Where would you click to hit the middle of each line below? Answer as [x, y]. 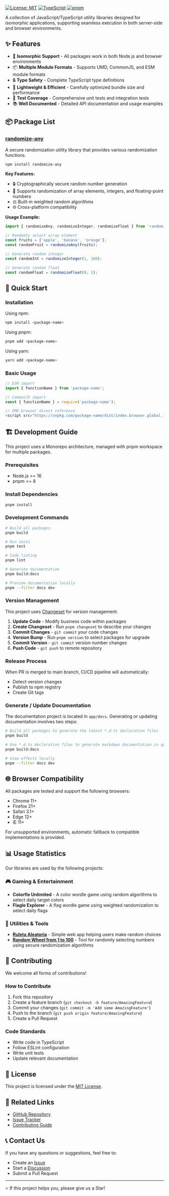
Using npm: [17, 313]
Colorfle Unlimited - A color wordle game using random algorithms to [85, 894]
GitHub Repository [32, 1114]
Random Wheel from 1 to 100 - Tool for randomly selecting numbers [83, 939]
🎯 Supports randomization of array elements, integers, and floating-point [88, 191]
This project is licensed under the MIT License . [54, 1086]
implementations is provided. [35, 837]
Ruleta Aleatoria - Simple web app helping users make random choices [87, 934]
